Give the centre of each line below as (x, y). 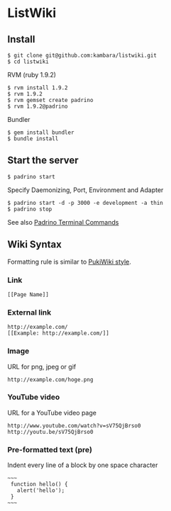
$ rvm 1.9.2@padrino (38, 106)
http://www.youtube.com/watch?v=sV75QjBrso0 (74, 426)
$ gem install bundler (41, 133)
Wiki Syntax (34, 245)
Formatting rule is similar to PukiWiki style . (69, 262)
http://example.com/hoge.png (50, 380)
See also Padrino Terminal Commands (63, 222)
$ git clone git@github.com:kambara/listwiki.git (82, 55)
